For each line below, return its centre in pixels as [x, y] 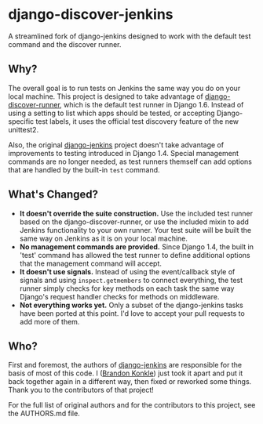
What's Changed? [53, 195]
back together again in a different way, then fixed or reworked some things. [130, 382]
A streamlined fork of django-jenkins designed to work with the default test [130, 36]
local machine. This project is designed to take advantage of [106, 96]
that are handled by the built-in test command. [84, 169]
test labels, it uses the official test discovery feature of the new [137, 121]
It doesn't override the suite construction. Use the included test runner [136, 213]
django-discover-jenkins [91, 14]
